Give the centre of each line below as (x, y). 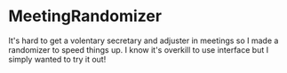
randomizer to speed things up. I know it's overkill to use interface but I (138, 49)
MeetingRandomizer (85, 16)
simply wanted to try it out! (57, 59)
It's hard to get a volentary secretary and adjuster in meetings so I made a (143, 40)
